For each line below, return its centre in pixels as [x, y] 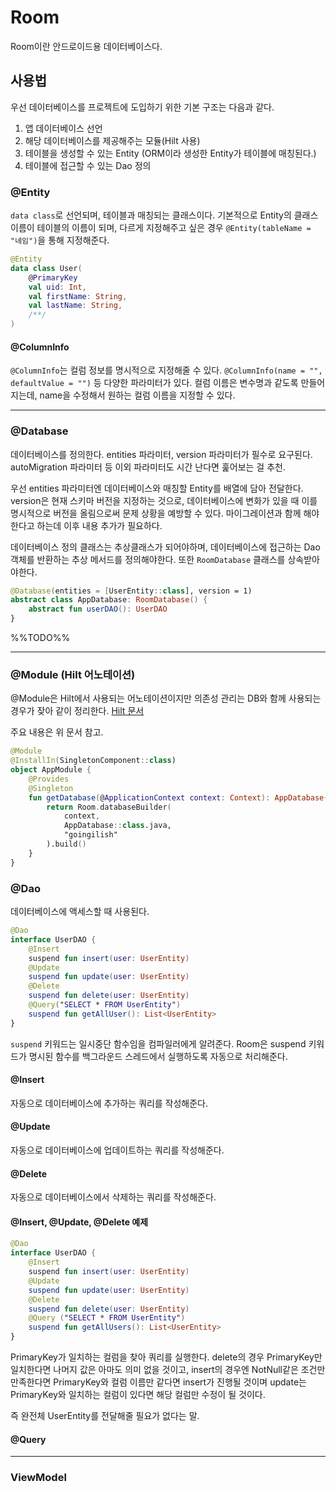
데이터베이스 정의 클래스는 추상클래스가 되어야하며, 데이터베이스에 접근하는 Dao [165, 547]
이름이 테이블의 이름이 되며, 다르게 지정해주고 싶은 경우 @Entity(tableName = [161, 228]
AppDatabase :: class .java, [117, 826]
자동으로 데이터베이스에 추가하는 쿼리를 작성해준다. [109, 1103]
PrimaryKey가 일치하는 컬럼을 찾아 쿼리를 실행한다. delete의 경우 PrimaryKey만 [166, 1357]
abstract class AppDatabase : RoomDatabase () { [109, 600]
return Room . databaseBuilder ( [109, 807]
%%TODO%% [40, 638]
